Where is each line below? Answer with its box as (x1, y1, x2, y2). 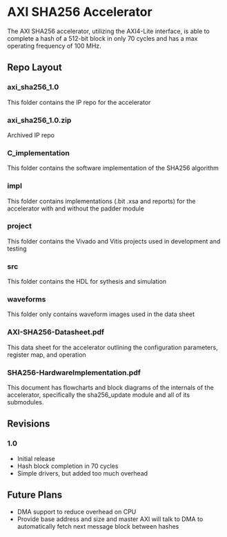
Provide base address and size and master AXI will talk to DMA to (17, 515, 204, 523)
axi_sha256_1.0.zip (7, 115, 72, 125)
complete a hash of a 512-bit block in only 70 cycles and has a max (7, 34, 198, 42)
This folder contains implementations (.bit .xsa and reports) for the (7, 197, 196, 205)
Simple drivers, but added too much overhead (17, 469, 148, 477)
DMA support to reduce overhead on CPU (17, 507, 137, 516)
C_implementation (7, 148, 70, 157)
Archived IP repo (7, 130, 55, 139)
